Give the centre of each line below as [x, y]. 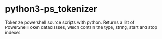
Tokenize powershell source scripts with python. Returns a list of [70, 22]
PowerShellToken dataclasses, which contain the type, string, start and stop [81, 27]
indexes [13, 32]
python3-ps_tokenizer [51, 9]
